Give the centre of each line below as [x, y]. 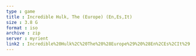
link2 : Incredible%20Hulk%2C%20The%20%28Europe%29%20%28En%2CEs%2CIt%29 [98, 44]
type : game [21, 11]
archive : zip [23, 33]
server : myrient [27, 38]
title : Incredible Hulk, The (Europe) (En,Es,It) [69, 17]
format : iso [22, 28]
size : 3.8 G [22, 22]
